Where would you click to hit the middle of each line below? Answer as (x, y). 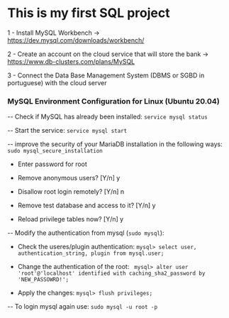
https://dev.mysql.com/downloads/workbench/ (76, 40)
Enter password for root (52, 164)
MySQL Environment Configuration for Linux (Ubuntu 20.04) (113, 101)
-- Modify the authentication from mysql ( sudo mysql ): (86, 233)
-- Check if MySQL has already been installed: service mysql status (107, 117)
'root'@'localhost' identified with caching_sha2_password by (111, 274)
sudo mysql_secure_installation (55, 151)
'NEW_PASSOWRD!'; (43, 280)
